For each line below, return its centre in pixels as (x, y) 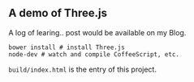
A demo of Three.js (58, 13)
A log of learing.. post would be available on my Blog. (97, 32)
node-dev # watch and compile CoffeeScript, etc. (94, 54)
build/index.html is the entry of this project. (82, 69)
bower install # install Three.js (67, 47)
